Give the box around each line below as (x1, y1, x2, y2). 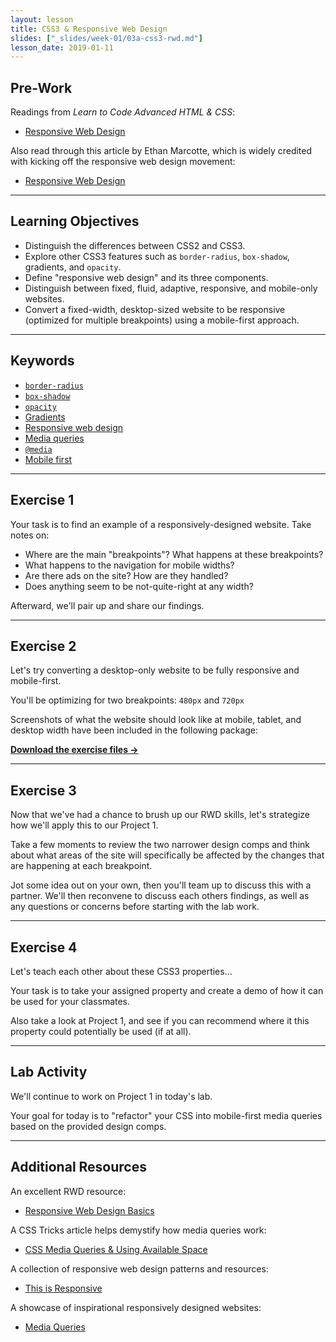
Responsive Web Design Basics (24, 1204, 155, 1216)
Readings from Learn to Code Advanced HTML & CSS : (10, 106, 236, 118)
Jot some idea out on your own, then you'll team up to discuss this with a (10, 879, 312, 891)
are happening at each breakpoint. (10, 860, 153, 872)
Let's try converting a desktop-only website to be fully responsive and (10, 664, 300, 676)
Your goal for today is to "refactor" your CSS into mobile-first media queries (10, 1109, 323, 1121)
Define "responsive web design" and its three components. (24, 271, 269, 283)
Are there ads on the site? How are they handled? (24, 569, 229, 581)
